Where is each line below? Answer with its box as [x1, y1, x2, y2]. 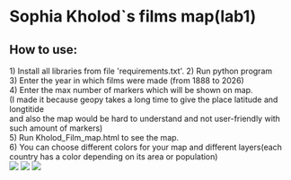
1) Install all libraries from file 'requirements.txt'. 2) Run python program [9, 65, 273, 76]
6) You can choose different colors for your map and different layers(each [9, 141, 283, 152]
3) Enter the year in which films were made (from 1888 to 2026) [9, 75, 244, 86]
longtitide [9, 104, 45, 114]
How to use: [9, 42, 78, 57]
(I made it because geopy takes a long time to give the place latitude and [9, 94, 278, 105]
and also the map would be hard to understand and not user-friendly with [9, 114, 281, 124]
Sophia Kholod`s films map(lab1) [9, 6, 257, 27]
